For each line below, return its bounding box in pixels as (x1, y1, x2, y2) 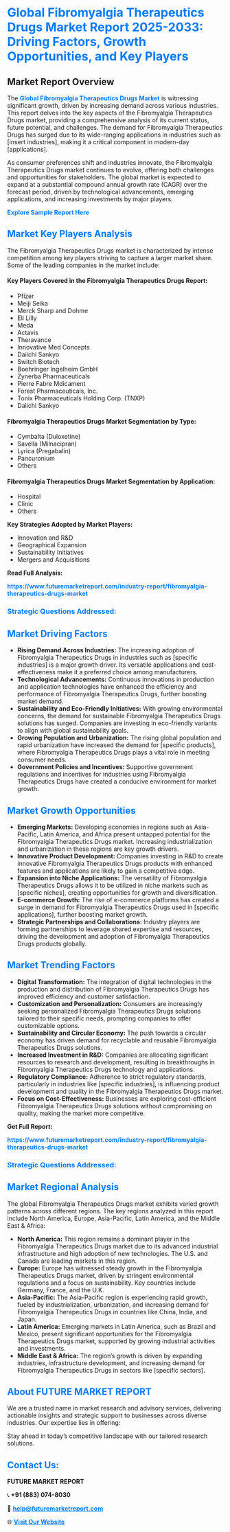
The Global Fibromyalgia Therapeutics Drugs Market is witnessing (7, 94, 198, 102)
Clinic (16, 500, 34, 508)
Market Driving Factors (7, 628, 108, 639)
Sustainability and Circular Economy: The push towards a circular (16, 1029, 207, 1037)
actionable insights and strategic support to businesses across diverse (7, 1411, 207, 1419)
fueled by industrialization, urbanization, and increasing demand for (16, 1300, 209, 1309)
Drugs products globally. (16, 939, 87, 948)
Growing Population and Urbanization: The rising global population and (16, 733, 222, 742)
